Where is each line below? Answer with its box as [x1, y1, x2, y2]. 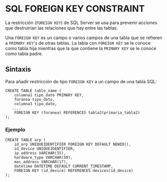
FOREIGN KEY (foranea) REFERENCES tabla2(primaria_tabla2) [14, 110, 140, 115]
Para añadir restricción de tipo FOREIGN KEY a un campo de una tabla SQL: [5, 78, 157, 84]
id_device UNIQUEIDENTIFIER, [14, 146, 75, 151]
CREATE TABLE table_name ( [5, 88, 62, 93]
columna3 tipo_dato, [14, 101, 57, 106]
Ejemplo [5, 126, 26, 133]
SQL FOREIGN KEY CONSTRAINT [5, 3, 145, 15]
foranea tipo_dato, [14, 97, 55, 102]
